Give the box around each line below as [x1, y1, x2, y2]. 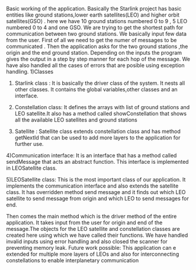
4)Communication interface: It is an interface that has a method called [6, 152, 177, 159]
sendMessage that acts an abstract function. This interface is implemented [6, 158, 189, 165]
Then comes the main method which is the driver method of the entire [6, 213, 177, 220]
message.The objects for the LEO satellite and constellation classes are [6, 225, 181, 232]
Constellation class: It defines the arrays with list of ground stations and [14, 104, 190, 110]
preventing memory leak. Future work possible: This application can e [6, 244, 176, 251]
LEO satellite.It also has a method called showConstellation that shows [14, 110, 187, 117]
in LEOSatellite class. [6, 164, 57, 171]
